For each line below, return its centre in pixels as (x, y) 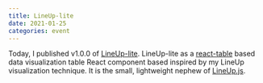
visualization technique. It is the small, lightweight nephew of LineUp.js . (127, 71)
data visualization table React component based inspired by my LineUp (126, 62)
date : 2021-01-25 (38, 23)
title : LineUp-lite (41, 16)
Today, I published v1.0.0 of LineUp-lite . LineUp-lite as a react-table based (132, 54)
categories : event (39, 31)
